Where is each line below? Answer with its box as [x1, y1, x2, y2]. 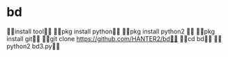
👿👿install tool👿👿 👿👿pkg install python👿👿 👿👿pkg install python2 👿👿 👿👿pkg [6, 27, 215, 35]
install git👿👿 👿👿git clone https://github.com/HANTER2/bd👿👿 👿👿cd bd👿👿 [6, 34, 213, 42]
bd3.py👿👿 [31, 42, 61, 50]
